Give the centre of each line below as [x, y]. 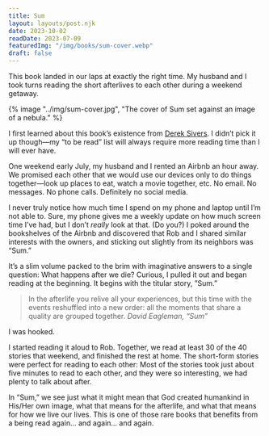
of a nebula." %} [36, 117]
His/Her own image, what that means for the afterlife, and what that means [132, 406]
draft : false [30, 53]
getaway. [23, 93]
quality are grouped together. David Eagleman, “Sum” [118, 316]
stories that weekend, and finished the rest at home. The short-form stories [134, 356]
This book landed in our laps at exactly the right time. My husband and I [128, 76]
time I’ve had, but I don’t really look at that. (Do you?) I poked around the [129, 224]
